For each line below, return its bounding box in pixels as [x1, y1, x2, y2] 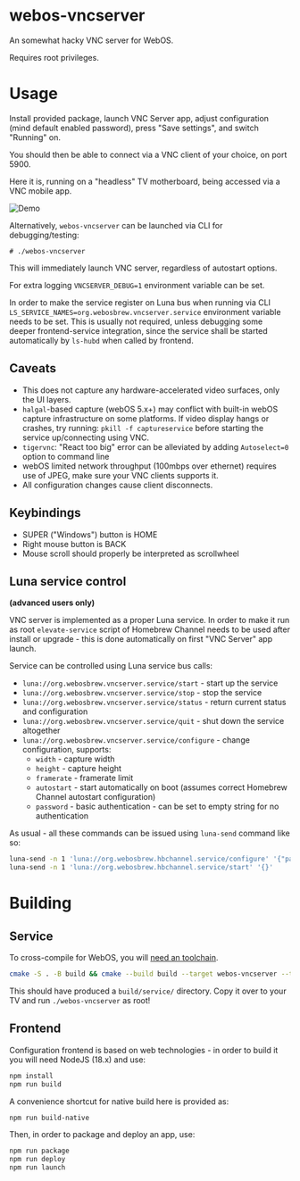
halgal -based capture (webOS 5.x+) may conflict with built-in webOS [21, 403, 279, 414]
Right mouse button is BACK [21, 538, 127, 549]
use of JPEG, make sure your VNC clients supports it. [21, 470, 219, 480]
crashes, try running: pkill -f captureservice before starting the [21, 422, 264, 433]
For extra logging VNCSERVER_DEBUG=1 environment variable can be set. [9, 279, 265, 290]
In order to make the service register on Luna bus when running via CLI [9, 296, 271, 308]
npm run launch [9, 1163, 66, 1172]
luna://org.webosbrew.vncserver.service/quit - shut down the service [21, 716, 285, 727]
